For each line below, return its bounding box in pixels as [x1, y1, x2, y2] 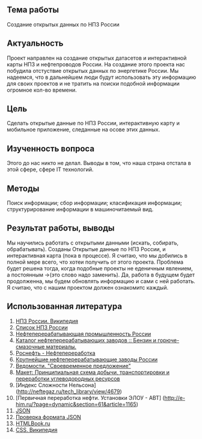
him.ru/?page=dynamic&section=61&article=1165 [15, 400, 137, 408]
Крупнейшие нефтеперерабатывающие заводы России [15, 355, 158, 363]
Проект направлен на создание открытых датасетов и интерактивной [7, 54, 187, 61]
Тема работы [7, 5, 60, 15]
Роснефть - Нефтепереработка [15, 349, 96, 356]
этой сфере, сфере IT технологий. [7, 166, 94, 173]
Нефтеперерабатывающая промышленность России [15, 330, 151, 337]
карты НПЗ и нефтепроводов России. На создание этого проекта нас [7, 60, 185, 68]
